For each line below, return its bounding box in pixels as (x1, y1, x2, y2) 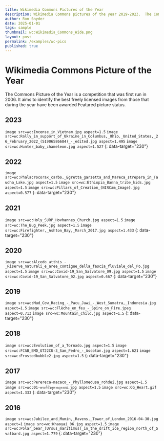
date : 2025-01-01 (5, 21, 41, 26)
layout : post (5, 35, 32, 40)
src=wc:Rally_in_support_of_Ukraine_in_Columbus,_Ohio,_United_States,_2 (5, 134, 159, 139)
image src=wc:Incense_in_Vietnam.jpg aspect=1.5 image (5, 130, 118, 135)
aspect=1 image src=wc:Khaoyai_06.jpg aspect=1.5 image (5, 422, 119, 427)
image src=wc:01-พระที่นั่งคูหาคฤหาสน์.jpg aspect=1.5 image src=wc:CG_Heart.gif (5, 385, 157, 390)
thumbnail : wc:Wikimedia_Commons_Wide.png (5, 30, 93, 35)
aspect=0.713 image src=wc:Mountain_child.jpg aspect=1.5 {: (5, 310, 129, 316)
